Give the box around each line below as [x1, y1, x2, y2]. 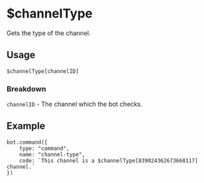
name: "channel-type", [19, 151, 86, 158]
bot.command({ [6, 139, 48, 146]
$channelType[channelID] [6, 67, 79, 75]
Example [6, 120, 46, 132]
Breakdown [6, 83, 46, 93]
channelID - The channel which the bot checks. [6, 100, 143, 109]
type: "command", [19, 144, 70, 152]
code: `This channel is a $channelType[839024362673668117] [19, 157, 198, 164]
